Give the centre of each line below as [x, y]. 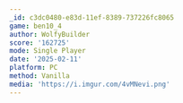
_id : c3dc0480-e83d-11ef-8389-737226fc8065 [92, 17]
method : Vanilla [39, 76]
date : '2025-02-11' [46, 59]
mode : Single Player [48, 51]
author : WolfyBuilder [50, 34]
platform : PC [34, 68]
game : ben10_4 [36, 26]
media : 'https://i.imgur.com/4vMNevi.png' [90, 84]
